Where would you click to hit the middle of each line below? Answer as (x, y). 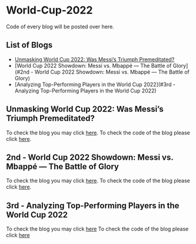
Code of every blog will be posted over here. (60, 27)
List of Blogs (29, 45)
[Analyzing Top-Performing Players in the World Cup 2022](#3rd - (95, 84)
